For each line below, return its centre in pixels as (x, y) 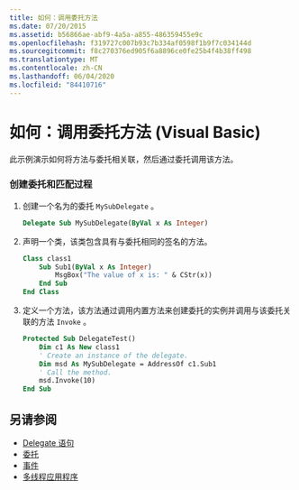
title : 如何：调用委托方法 (54, 18)
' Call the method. (76, 372)
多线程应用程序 (50, 477)
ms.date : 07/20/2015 (48, 26)
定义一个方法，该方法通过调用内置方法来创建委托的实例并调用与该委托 (153, 310)
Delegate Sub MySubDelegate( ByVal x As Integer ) (115, 223)
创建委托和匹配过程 (51, 184)
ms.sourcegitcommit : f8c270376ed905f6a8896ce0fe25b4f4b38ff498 (131, 51)
